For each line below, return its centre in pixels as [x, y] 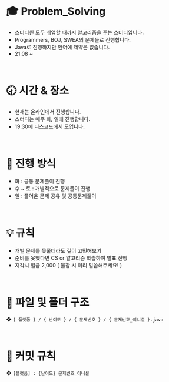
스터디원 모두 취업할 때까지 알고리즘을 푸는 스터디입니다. [79, 32]
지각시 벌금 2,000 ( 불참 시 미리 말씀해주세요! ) [68, 265]
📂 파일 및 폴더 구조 [48, 302]
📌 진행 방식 [31, 164]
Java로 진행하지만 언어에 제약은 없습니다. [62, 47]
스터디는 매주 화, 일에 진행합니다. [52, 119]
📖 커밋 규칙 [31, 356]
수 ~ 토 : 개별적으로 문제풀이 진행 [52, 188]
